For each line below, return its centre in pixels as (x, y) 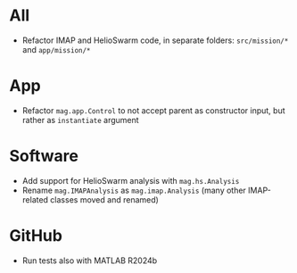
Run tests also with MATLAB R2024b (90, 261)
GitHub (36, 236)
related (35, 199)
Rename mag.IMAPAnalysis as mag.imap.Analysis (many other (134, 190)
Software (44, 156)
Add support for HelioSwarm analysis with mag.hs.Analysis (131, 180)
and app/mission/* (56, 49)
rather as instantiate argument (81, 120)
